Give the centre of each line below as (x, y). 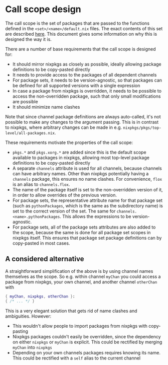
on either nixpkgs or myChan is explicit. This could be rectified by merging (87, 342)
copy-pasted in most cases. (41, 243)
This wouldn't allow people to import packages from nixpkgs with (80, 326)
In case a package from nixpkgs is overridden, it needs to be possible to (87, 91)
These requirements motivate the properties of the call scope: (69, 142)
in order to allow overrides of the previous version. (64, 195)
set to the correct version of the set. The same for (64, 211)
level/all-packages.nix (30, 133)
